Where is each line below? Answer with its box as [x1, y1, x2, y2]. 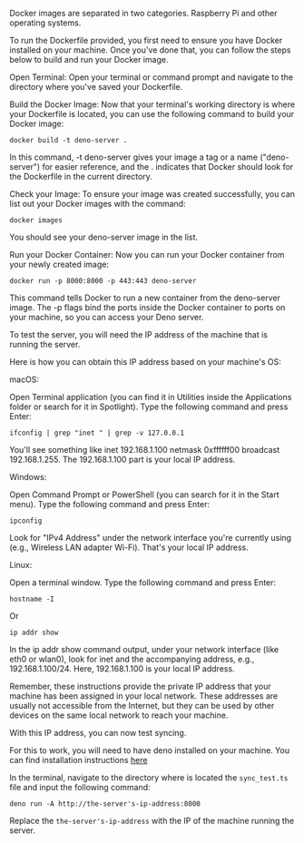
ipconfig [9, 516, 43, 525]
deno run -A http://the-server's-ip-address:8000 [9, 799, 201, 809]
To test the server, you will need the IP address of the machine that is [9, 329, 268, 339]
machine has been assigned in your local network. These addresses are [9, 691, 279, 701]
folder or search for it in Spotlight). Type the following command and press [9, 401, 289, 412]
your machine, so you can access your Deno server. [9, 312, 204, 322]
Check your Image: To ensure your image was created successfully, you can [9, 189, 296, 199]
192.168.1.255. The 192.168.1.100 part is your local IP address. [9, 454, 236, 465]
